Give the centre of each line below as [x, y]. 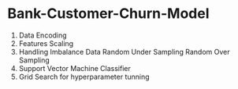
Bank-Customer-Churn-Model [108, 14]
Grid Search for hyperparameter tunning [84, 77]
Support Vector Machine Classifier [74, 68]
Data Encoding [43, 35]
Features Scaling [46, 43]
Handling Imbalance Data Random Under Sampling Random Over [124, 52]
